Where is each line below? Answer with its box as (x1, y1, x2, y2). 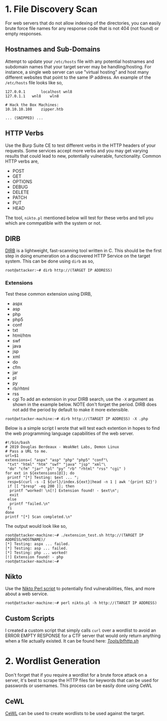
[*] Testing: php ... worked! (5, 550, 68, 555)
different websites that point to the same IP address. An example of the (5, 74, 151, 80)
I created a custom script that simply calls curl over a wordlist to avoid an (5, 628, 156, 634)
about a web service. (5, 591, 48, 597)
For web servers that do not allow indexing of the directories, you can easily (5, 20, 161, 26)
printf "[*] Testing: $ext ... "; (7, 475, 79, 480)
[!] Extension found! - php (5, 554, 64, 560)
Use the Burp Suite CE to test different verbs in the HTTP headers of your (5, 142, 156, 148)
